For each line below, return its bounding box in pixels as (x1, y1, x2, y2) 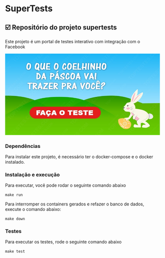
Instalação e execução (5, 171, 60, 178)
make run (5, 193, 23, 198)
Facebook (5, 44, 26, 50)
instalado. (5, 159, 25, 165)
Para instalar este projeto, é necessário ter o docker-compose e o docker (5, 153, 153, 160)
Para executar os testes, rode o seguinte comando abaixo (5, 239, 122, 245)
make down (5, 217, 26, 222)
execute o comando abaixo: (5, 206, 61, 212)
